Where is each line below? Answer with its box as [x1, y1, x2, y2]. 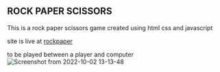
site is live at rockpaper [7, 37, 73, 45]
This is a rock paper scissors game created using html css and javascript [7, 23, 213, 32]
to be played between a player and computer [7, 50, 134, 58]
